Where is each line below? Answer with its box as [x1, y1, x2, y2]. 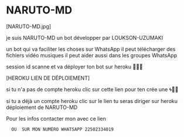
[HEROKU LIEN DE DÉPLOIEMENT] [6, 74, 90, 81]
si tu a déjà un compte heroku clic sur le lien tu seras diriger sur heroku [6, 97, 178, 104]
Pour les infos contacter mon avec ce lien [6, 115, 107, 122]
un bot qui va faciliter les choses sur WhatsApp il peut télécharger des [6, 45, 176, 53]
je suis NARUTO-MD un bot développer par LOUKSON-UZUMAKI [6, 34, 163, 41]
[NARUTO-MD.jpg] [6, 23, 52, 30]
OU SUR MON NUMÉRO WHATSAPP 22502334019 [11, 126, 114, 132]
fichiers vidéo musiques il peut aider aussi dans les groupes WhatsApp [6, 52, 178, 59]
